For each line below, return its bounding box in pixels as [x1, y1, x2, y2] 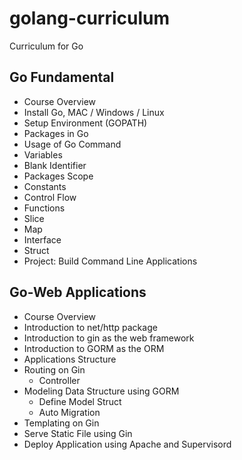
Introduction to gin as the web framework [23, 332, 195, 344]
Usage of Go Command [23, 138, 122, 150]
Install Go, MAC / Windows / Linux [23, 106, 165, 118]
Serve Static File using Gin [23, 427, 133, 439]
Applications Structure [23, 353, 117, 365]
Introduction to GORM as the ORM [23, 342, 165, 354]
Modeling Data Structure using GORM [23, 385, 180, 397]
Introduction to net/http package [23, 321, 158, 333]
